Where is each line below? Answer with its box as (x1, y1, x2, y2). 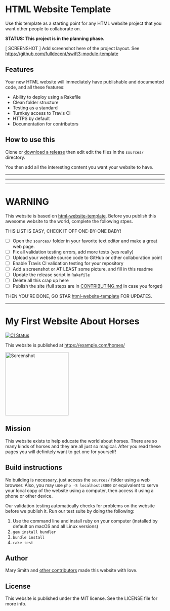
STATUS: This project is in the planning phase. (5, 35, 105, 41)
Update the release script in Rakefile (12, 272, 90, 278)
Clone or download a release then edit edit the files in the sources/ (5, 149, 144, 155)
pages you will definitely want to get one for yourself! (5, 449, 116, 455)
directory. (5, 154, 25, 160)
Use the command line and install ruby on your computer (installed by (12, 517, 158, 524)
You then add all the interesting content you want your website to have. (5, 164, 153, 170)
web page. (12, 243, 35, 249)
